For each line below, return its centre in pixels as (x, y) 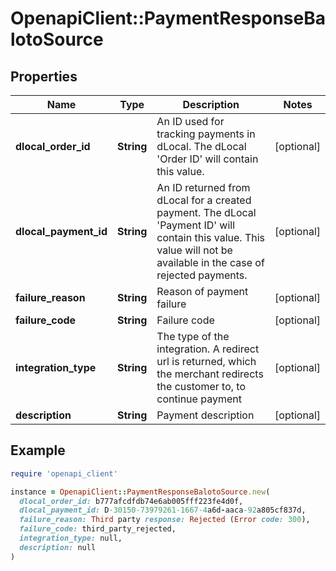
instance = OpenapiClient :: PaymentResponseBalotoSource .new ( (140, 492)
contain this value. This (211, 237)
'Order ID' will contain (207, 159)
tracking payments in (206, 134)
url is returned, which (206, 361)
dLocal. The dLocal (201, 146)
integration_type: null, (71, 538)
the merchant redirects (210, 374)
